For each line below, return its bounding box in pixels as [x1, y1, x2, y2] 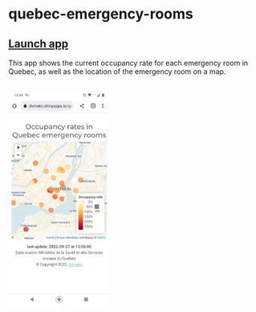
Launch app [8, 37, 69, 51]
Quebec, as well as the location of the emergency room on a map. [8, 67, 226, 76]
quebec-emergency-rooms [8, 5, 194, 23]
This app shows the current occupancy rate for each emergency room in [8, 58, 249, 68]
